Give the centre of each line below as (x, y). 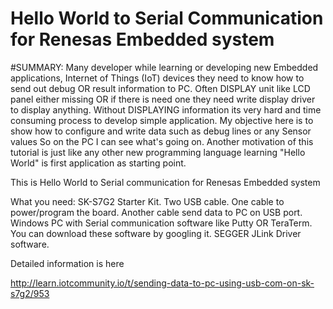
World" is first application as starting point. (98, 163)
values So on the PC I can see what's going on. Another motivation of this (162, 141)
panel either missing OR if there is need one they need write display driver (163, 99)
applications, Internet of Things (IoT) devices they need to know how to (157, 78)
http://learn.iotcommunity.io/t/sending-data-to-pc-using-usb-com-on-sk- (162, 283)
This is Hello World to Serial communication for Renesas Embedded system (165, 182)
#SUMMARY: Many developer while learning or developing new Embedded (164, 67)
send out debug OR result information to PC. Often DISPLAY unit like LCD (160, 88)
